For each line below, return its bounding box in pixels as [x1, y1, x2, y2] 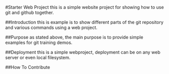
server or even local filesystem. [5, 54, 71, 60]
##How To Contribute [5, 64, 50, 70]
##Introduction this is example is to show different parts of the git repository [5, 19, 164, 25]
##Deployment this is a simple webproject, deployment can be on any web [5, 49, 160, 55]
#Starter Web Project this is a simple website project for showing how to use [5, 4, 164, 10]
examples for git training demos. [5, 39, 73, 45]
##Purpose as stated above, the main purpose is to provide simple [5, 34, 144, 40]
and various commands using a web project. [5, 24, 97, 30]
